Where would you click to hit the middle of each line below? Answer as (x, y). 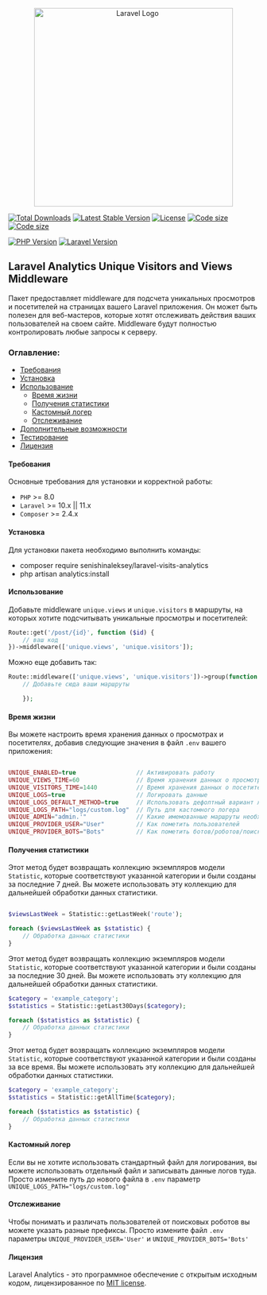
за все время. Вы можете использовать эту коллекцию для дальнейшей (132, 1067)
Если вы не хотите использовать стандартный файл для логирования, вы (133, 1162)
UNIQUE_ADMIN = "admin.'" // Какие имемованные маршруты (124, 817)
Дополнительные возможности (73, 429)
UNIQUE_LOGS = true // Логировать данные (108, 794)
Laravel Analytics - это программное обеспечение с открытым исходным (133, 1274)
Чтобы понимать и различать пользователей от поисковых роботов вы (129, 1222)
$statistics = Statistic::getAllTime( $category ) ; (92, 1097)
